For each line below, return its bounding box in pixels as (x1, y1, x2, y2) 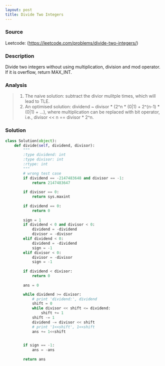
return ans (23, 357, 46, 362)
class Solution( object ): (5, 138, 57, 143)
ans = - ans (31, 347, 55, 352)
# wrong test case (23, 171, 61, 176)
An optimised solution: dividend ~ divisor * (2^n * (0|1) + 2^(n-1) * (24, 104, 160, 110)
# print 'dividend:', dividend (31, 296, 97, 301)
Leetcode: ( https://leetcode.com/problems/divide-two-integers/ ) (5, 40, 138, 46)
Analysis (5, 82, 27, 89)
